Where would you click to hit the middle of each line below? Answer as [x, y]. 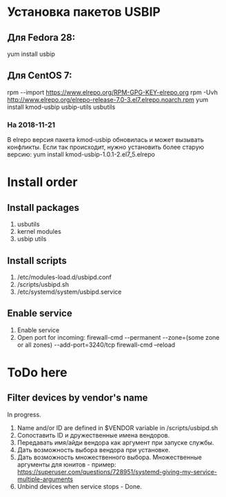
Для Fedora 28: [41, 38]
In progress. [24, 414]
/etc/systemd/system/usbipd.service [69, 292]
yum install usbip [31, 54]
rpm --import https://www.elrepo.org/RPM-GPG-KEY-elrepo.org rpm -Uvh [113, 92]
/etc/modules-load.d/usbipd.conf [64, 277]
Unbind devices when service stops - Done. [80, 486]
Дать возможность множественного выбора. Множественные [109, 457]
